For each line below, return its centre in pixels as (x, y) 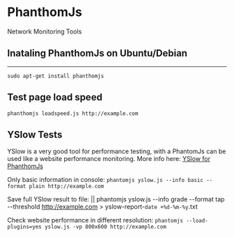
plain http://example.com (67, 186)
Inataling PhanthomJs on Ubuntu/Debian (97, 53)
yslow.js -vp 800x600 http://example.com (106, 227)
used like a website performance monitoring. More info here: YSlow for (109, 159)
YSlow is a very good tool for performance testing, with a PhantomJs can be (117, 151)
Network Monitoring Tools (45, 31)
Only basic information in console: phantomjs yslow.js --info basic (106, 180)
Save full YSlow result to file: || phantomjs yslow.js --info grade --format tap (116, 199)
